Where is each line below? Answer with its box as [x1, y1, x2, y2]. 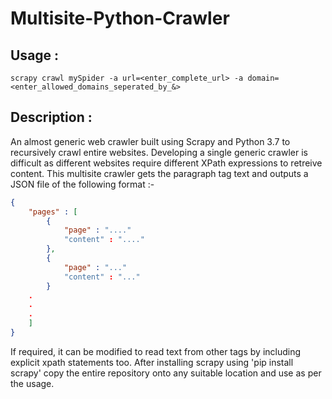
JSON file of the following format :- [10, 178, 155, 190]
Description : [10, 109, 93, 126]
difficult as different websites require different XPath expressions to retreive [10, 157, 323, 169]
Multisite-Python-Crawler [10, 7, 230, 30]
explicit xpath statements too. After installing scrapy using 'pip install [10, 356, 294, 368]
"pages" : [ [28, 207, 78, 217]
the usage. [10, 377, 55, 389]
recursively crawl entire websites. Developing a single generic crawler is [10, 146, 308, 158]
